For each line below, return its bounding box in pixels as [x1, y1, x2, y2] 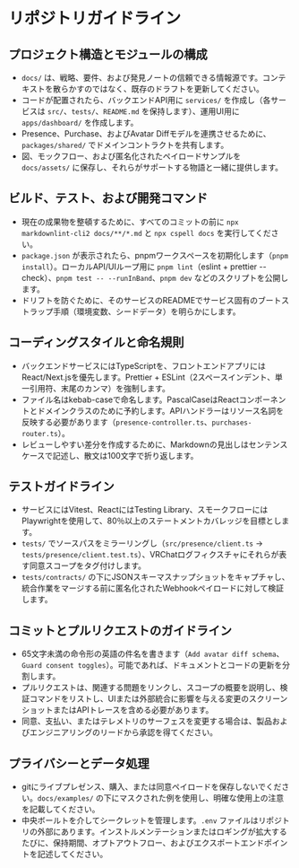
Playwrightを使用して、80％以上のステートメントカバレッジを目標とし [21, 515, 282, 526]
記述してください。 [37, 849, 108, 860]
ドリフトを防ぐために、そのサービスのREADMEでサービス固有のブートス [21, 294, 290, 305]
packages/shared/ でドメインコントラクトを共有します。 [21, 140, 229, 150]
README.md [103, 108, 140, 117]
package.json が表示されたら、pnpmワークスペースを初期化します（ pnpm [21, 250, 288, 260]
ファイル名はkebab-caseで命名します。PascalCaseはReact [21, 394, 239, 405]
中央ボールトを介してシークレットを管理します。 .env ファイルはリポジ [21, 815, 283, 826]
